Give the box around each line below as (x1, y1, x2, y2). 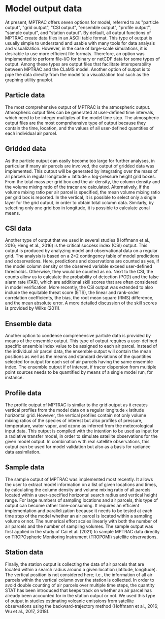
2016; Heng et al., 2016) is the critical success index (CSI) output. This (5, 242, 148, 249)
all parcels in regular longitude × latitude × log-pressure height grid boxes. (5, 173, 156, 179)
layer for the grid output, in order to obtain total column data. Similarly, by (5, 199, 154, 205)
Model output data (5, 3, 82, 14)
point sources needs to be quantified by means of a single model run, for (5, 369, 153, 375)
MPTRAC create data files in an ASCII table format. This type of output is (5, 35, 153, 41)
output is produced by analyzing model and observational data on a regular (5, 248, 158, 254)
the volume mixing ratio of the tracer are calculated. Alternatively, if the (5, 184, 149, 190)
